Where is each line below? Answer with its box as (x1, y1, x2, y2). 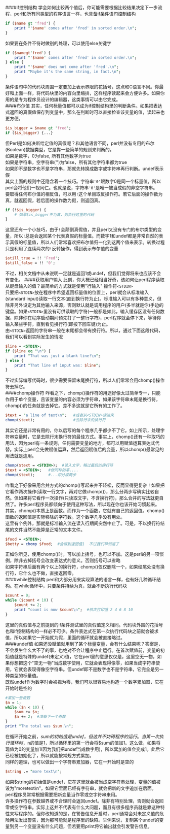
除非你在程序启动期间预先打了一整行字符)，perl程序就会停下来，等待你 (14, 315, 161, 321)
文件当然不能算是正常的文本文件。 (14, 526, 85, 532)
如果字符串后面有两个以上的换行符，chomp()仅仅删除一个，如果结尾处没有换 (5, 564, 165, 570)
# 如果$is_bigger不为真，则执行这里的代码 (14, 212, 95, 217)
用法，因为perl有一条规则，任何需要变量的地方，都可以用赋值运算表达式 (5, 440, 155, 446)
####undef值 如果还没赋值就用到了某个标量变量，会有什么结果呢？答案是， (5, 641, 163, 647)
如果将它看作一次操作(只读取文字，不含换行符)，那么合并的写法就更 (18, 494, 159, 501)
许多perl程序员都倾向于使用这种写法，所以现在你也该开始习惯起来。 (18, 501, 160, 507)
